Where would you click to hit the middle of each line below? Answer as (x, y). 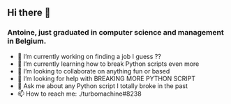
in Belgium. (27, 41)
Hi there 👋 (29, 13)
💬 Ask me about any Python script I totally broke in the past (103, 86)
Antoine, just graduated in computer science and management (116, 33)
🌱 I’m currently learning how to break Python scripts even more (108, 64)
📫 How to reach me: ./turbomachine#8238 (79, 94)
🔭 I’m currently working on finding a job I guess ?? (89, 56)
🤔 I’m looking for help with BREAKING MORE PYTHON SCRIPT (106, 78)
